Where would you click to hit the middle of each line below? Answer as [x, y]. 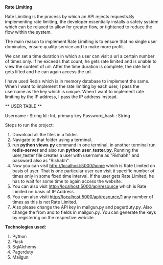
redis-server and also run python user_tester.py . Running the [75, 150]
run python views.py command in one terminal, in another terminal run [84, 145]
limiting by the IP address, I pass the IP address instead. [61, 97]
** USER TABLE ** [23, 106]
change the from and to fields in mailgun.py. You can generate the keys [84, 212]
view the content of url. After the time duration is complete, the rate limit [78, 66]
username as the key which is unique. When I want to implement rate [75, 92]
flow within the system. [28, 32]
